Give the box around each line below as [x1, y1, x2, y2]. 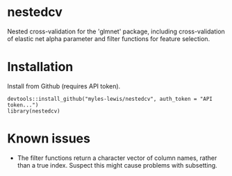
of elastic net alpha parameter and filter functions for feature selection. [7, 34, 210, 42]
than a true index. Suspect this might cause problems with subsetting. [17, 161, 217, 169]
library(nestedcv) [7, 107, 60, 115]
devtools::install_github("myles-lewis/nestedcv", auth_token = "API [7, 95, 213, 102]
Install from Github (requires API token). [7, 81, 121, 90]
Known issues [7, 131, 90, 147]
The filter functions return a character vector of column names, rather [17, 154, 217, 162]
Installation [7, 59, 74, 75]
